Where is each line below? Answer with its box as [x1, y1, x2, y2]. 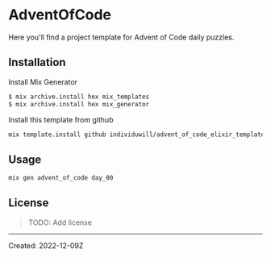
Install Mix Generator [8, 77, 78, 86]
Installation [8, 56, 66, 69]
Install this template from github [8, 114, 114, 124]
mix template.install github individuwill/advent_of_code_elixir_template [8, 131, 265, 139]
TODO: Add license [27, 218, 93, 227]
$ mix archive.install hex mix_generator [8, 100, 150, 108]
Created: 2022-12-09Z [8, 240, 84, 251]
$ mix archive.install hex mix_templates [8, 93, 150, 101]
